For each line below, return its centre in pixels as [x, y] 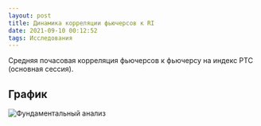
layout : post [30, 16]
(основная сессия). [41, 69]
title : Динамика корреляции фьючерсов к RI [82, 23]
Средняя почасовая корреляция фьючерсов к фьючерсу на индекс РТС [130, 61]
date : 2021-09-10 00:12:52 [53, 30]
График [28, 94]
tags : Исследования [41, 38]
